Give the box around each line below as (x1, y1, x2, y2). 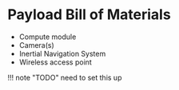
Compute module (18, 32, 77, 41)
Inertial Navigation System (18, 49, 106, 58)
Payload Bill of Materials (7, 6, 171, 24)
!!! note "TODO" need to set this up (7, 72, 122, 82)
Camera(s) (18, 40, 55, 49)
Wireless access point (18, 57, 93, 67)
